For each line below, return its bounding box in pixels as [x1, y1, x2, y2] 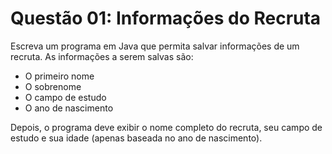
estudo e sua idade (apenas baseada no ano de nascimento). [10, 132, 263, 144]
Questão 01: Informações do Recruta [10, 7, 322, 30]
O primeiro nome [24, 70, 95, 82]
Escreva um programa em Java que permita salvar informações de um [10, 40, 300, 52]
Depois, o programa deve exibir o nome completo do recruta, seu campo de [10, 121, 323, 133]
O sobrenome [24, 80, 82, 92]
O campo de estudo [24, 91, 107, 103]
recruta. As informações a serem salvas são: [10, 50, 194, 62]
